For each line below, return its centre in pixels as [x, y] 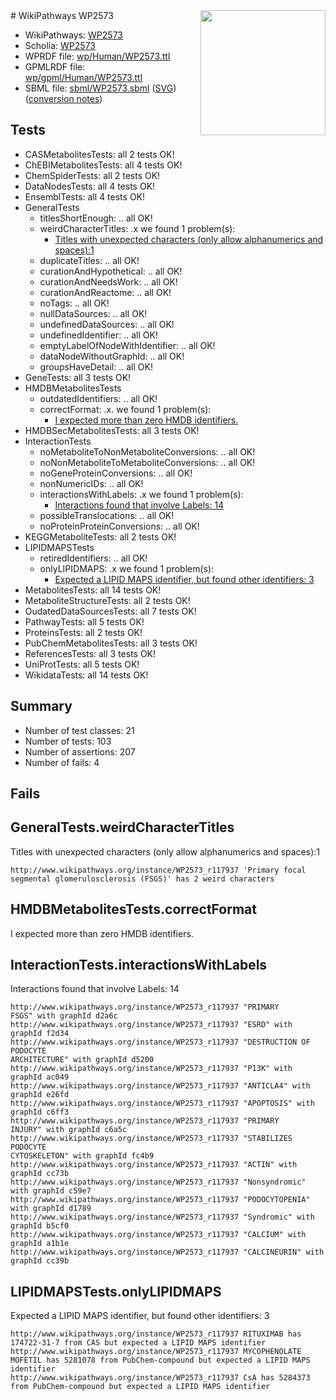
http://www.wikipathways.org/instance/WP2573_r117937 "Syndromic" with [162, 1217]
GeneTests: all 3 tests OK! [78, 377]
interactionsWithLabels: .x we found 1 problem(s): [141, 494]
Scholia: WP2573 [60, 45]
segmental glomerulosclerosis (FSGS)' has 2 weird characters [142, 879]
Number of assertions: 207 [80, 751]
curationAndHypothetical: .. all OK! [111, 271]
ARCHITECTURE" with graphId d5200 [82, 1060]
